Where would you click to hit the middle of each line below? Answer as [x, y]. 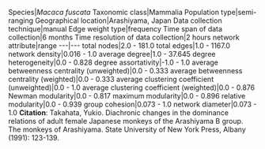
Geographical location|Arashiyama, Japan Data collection [129, 20]
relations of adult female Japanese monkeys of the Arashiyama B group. [126, 121]
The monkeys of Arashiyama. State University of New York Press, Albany [127, 129]
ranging [21, 20]
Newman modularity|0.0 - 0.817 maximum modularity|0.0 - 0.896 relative [127, 96]
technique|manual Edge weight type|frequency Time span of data [115, 29]
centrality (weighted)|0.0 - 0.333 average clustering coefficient [111, 79]
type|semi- [239, 12]
